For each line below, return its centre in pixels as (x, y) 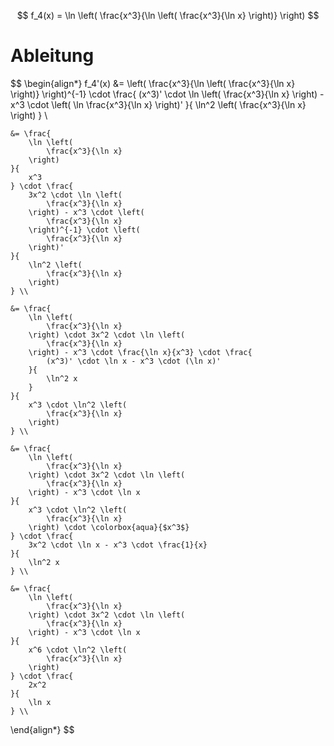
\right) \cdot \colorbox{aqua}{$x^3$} (109, 527)
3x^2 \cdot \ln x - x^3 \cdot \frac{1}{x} (118, 545)
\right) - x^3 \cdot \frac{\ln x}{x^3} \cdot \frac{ (140, 352)
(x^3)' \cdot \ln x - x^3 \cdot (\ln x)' (134, 361)
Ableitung (52, 56)
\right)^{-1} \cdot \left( (84, 230)
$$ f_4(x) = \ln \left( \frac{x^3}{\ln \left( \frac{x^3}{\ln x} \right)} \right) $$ (168, 15)
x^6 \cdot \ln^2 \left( (78, 650)
